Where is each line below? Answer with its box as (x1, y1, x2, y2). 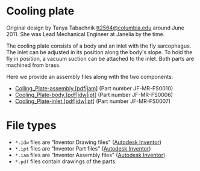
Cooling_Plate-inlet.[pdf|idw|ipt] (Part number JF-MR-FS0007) (14, 98, 171, 105)
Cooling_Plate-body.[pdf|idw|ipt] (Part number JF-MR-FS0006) (14, 91, 173, 98)
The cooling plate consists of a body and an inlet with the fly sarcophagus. (6, 42, 192, 49)
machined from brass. (6, 61, 61, 69)
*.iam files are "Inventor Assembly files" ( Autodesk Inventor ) (14, 151, 166, 158)
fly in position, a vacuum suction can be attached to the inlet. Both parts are (6, 55, 195, 62)
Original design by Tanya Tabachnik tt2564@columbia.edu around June (6, 24, 185, 31)
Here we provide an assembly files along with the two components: (6, 73, 173, 80)
